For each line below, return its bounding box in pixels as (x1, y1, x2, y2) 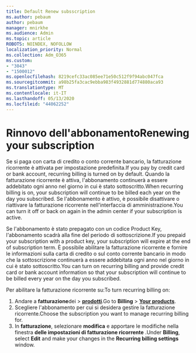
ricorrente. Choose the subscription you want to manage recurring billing (14, 310, 189, 317)
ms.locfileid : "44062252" (6, 101, 69, 107)
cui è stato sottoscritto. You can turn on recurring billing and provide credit (6, 263, 184, 270)
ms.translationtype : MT (6, 85, 64, 91)
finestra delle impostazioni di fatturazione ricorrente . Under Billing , (14, 329, 180, 336)
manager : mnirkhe (6, 25, 49, 31)
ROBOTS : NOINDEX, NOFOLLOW (6, 42, 72, 47)
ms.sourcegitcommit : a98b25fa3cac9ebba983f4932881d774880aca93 (6, 80, 164, 85)
